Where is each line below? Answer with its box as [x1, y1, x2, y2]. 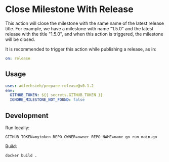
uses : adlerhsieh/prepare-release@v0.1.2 [5, 83, 94, 88]
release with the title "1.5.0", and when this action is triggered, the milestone [5, 31, 163, 37]
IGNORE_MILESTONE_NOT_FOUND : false [10, 97, 85, 102]
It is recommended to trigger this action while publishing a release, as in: [5, 46, 157, 52]
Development [5, 111, 49, 120]
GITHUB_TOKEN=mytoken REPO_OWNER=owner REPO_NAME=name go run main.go [5, 134, 157, 139]
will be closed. [5, 36, 35, 42]
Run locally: [5, 125, 30, 131]
